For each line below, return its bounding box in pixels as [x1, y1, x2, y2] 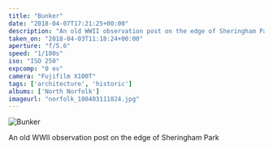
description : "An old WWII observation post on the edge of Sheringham [8, 27, 256, 35]
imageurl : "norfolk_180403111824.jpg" [8, 95, 140, 103]
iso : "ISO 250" [8, 58, 60, 66]
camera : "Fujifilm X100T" [8, 72, 96, 80]
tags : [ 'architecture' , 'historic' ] [8, 79, 132, 88]
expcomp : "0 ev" [8, 65, 63, 73]
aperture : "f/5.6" [8, 42, 71, 50]
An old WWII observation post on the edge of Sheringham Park [8, 133, 219, 143]
